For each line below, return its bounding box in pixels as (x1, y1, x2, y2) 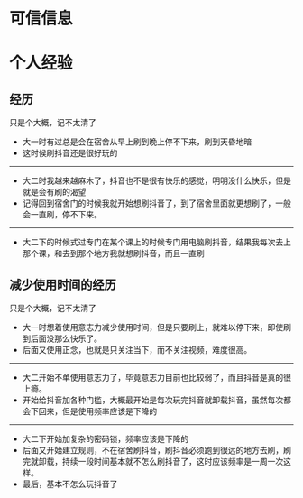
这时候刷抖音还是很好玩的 (22, 148, 118, 159)
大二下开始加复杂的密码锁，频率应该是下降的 (22, 434, 189, 444)
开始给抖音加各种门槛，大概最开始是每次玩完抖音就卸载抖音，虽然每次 (22, 394, 284, 405)
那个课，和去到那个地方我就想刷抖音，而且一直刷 (22, 248, 205, 259)
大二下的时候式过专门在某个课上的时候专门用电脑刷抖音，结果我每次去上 (22, 236, 291, 248)
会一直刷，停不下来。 (22, 209, 102, 220)
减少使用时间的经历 (9, 277, 116, 292)
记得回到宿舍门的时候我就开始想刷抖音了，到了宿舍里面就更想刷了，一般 (22, 198, 291, 208)
